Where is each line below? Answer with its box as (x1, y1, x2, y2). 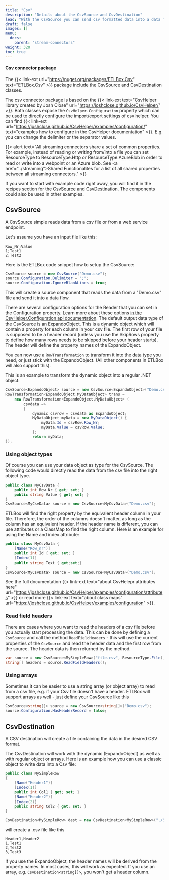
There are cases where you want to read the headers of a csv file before (5, 624, 155, 630)
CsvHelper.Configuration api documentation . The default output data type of (5, 315, 163, 322)
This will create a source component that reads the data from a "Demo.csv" (5, 290, 162, 296)
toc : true (5, 49, 26, 54)
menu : (5, 31, 17, 36)
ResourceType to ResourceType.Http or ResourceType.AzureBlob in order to (5, 154, 163, 161)
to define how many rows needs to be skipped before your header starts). (5, 337, 158, 343)
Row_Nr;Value (5, 244, 33, 249)
